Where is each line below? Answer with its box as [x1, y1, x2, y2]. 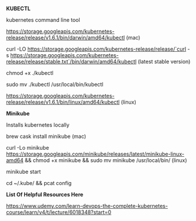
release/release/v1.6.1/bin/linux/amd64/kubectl [6, 98, 120, 105]
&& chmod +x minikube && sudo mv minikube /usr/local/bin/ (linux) [24, 157, 187, 164]
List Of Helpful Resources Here [6, 191, 84, 198]
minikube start [6, 168, 41, 175]
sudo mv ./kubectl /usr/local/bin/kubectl [6, 81, 103, 88]
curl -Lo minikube [6, 144, 49, 151]
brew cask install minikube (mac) [6, 133, 87, 140]
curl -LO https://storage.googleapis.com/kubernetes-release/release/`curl [6, 45, 187, 52]
